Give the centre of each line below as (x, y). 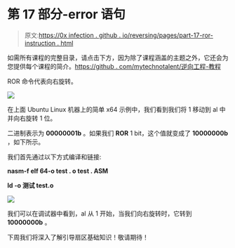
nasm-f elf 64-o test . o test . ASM (58, 171)
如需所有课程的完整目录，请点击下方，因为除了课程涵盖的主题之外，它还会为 (118, 58)
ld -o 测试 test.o (31, 185)
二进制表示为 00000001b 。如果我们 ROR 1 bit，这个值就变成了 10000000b (117, 133)
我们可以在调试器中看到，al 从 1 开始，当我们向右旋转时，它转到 (100, 213)
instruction (40, 43)
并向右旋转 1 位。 (32, 118)
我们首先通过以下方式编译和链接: (54, 157)
